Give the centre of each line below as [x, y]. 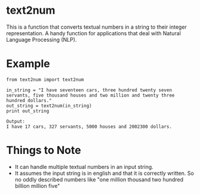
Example [28, 64]
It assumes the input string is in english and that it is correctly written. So [104, 173]
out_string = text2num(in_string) [49, 106]
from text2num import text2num [45, 79]
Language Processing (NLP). [41, 39]
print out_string [28, 111]
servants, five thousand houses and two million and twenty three [90, 95]
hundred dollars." [29, 100]
